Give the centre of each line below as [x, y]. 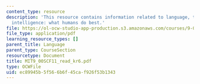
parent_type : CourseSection [41, 50]
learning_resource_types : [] [42, 39]
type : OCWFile [24, 67]
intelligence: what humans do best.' [58, 22]
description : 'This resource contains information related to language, [98, 17]
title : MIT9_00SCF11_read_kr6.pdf [49, 61]
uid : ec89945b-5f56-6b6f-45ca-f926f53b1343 [61, 72]
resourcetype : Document [36, 56]
